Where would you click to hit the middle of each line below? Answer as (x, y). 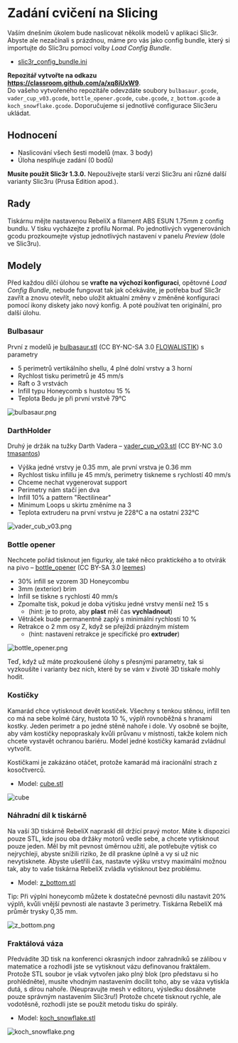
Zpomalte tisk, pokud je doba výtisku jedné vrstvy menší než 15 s (113, 604)
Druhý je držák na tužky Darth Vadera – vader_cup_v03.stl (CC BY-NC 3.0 (115, 446)
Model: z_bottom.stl (47, 883)
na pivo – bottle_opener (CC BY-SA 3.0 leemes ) (77, 568)
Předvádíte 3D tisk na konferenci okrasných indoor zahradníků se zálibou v (117, 959)
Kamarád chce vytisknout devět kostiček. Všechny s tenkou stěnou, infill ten (119, 711)
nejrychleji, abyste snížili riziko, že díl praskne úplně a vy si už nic (103, 853)
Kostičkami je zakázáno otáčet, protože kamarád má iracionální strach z (113, 762)
